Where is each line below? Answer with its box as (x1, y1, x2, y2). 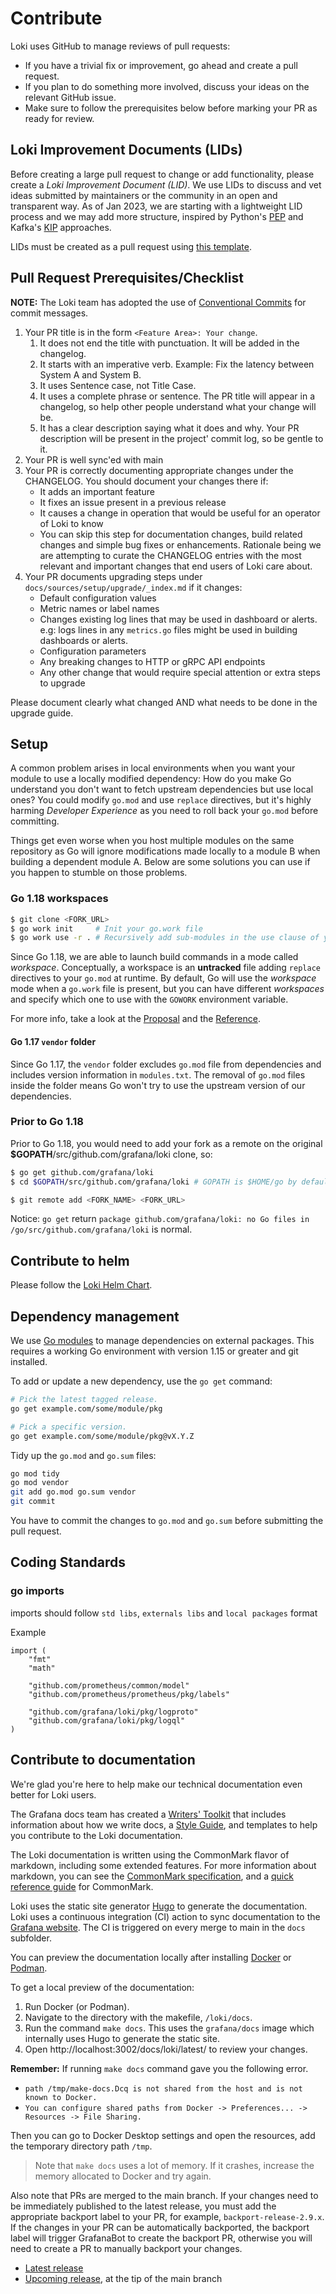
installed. (10, 1356, 48, 1368)
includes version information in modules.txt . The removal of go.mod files (10, 1068, 306, 1081)
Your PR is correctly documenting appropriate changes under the (24, 464, 294, 476)
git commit (10, 1497, 56, 1507)
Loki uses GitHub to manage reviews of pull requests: (10, 40, 231, 52)
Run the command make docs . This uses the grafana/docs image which (24, 2022, 315, 2034)
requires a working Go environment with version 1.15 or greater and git (10, 1345, 299, 1357)
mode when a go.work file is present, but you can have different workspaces (10, 983, 325, 995)
